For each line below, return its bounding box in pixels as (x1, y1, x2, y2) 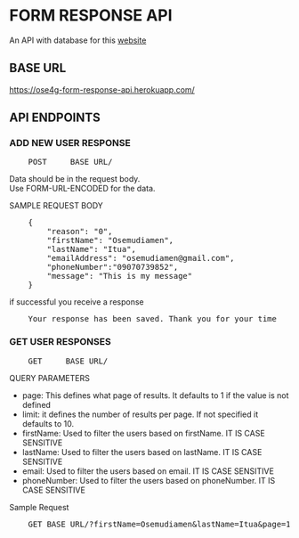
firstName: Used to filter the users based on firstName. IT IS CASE (21, 428, 265, 438)
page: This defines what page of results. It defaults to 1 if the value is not (21, 389, 289, 401)
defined (21, 399, 52, 410)
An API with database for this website (9, 35, 147, 45)
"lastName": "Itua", (46, 244, 136, 255)
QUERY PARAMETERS (9, 372, 91, 383)
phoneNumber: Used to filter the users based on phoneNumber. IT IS (21, 475, 276, 485)
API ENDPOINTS (9, 110, 101, 126)
